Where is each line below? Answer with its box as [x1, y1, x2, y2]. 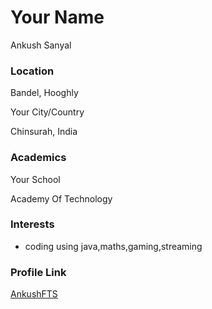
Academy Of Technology [10, 192, 113, 205]
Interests [10, 217, 55, 231]
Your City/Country [10, 106, 85, 118]
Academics [10, 151, 67, 165]
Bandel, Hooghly [10, 87, 79, 99]
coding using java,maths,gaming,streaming [24, 240, 203, 252]
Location [10, 64, 55, 78]
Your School [10, 173, 61, 185]
